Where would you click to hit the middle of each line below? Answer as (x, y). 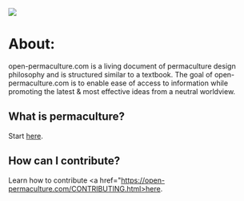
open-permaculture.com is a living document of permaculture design (122, 66)
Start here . (26, 136)
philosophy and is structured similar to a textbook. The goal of (111, 74)
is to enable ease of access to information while (150, 83)
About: (32, 44)
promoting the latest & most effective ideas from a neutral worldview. (122, 91)
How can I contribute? (64, 161)
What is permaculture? (67, 117)
